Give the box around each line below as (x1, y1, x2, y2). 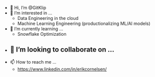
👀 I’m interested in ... (9, 10, 52, 16)
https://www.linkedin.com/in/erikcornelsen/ (17, 66, 107, 72)
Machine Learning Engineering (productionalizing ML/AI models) (17, 20, 151, 26)
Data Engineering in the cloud (17, 15, 79, 21)
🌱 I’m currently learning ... (9, 26, 63, 32)
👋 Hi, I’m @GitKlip (9, 5, 46, 10)
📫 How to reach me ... (9, 59, 56, 65)
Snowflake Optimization (17, 31, 66, 37)
